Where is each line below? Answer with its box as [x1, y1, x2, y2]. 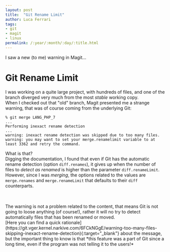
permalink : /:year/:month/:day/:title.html [5, 41, 99, 46]
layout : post [5, 7, 33, 13]
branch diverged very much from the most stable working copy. [5, 94, 139, 100]
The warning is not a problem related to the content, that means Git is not [5, 203, 158, 209]
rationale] [61, 219, 82, 226]
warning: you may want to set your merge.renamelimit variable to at [5, 137, 156, 142]
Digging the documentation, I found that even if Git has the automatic [5, 156, 150, 162]
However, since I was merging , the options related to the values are [5, 172, 146, 178]
